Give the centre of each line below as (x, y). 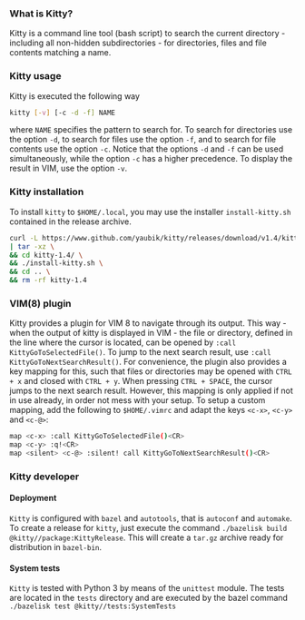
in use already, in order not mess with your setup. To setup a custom (138, 400)
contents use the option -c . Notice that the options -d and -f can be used (147, 149)
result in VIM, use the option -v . (69, 168)
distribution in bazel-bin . (56, 547)
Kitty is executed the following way (75, 96)
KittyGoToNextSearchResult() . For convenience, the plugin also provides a (148, 362)
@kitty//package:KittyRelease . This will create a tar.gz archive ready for (147, 537)
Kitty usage (35, 76)
